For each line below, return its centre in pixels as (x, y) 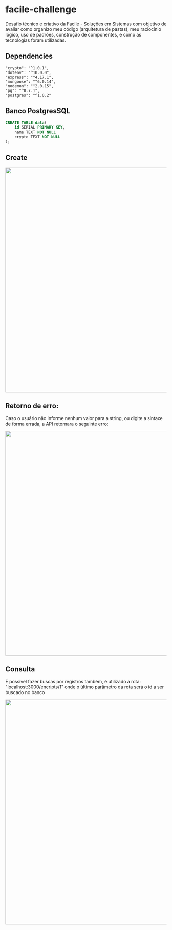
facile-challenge (41, 10)
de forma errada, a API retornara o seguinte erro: (57, 424)
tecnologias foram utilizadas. (36, 40)
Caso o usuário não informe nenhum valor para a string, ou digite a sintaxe (84, 418)
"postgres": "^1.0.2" (28, 95)
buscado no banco (25, 692)
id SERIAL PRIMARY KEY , (40, 127)
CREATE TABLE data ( (26, 123)
